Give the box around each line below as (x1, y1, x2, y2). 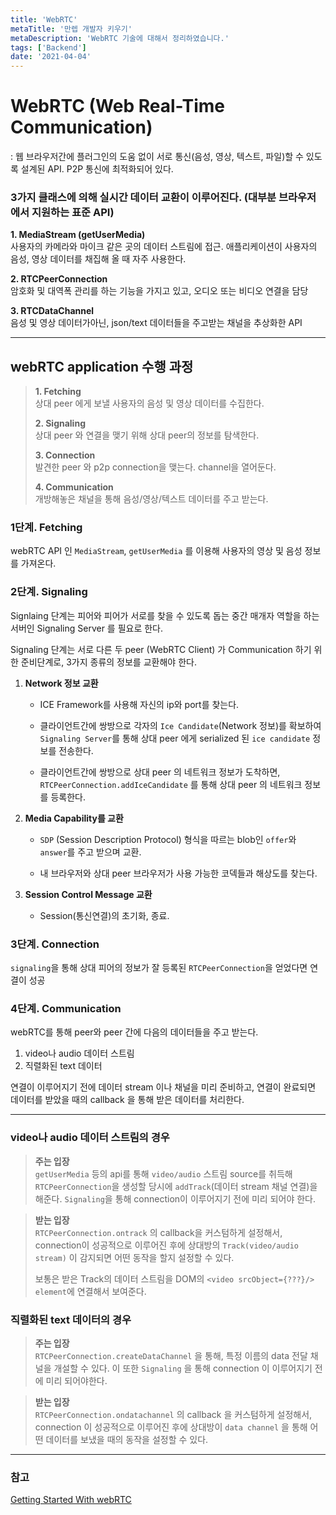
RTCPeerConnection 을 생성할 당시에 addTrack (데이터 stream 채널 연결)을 (34, 1180, 318, 1192)
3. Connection (34, 449, 96, 461)
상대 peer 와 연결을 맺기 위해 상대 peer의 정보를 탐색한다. (34, 429, 260, 441)
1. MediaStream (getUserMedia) (10, 229, 146, 241)
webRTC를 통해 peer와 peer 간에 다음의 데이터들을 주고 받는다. (10, 1026, 259, 1038)
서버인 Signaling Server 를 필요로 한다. (10, 622, 164, 634)
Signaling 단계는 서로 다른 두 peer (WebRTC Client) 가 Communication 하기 (10, 643, 312, 655)
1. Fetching (34, 386, 82, 398)
